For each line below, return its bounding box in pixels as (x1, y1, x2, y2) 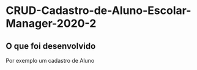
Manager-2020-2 (6, 16, 97, 30)
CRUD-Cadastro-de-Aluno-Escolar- (6, 4, 191, 18)
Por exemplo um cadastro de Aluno (6, 57, 95, 64)
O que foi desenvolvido (6, 41, 96, 51)
